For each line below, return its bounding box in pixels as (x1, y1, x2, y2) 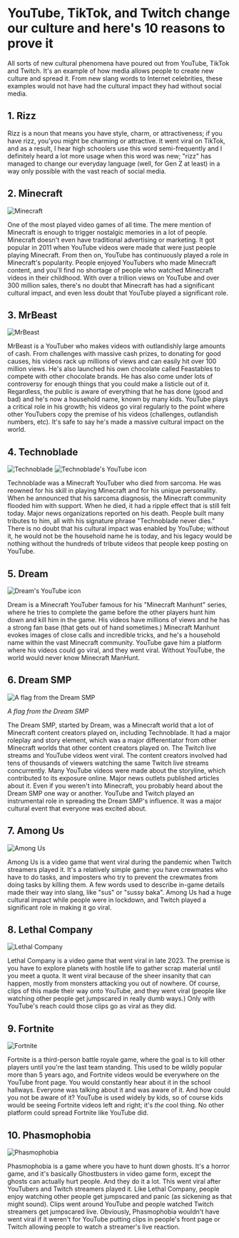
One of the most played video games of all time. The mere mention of (7, 220, 212, 229)
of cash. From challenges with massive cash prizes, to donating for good (7, 350, 221, 358)
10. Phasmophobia (7, 1129, 91, 1141)
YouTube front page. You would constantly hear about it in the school (7, 1078, 211, 1087)
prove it (7, 36, 54, 51)
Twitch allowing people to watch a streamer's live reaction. (7, 1222, 180, 1232)
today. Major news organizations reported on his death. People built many (7, 509, 225, 518)
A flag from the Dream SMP (7, 706, 89, 715)
